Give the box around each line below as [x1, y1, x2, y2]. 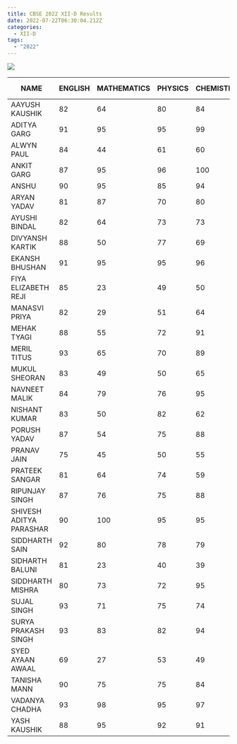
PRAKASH [11, 626, 44, 635]
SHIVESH [11, 506, 42, 516]
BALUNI [11, 565, 37, 574]
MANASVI [11, 303, 44, 313]
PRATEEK [11, 466, 42, 475]
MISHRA [11, 585, 39, 595]
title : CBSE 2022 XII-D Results [7, 10, 102, 18]
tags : [7, 37, 23, 44]
